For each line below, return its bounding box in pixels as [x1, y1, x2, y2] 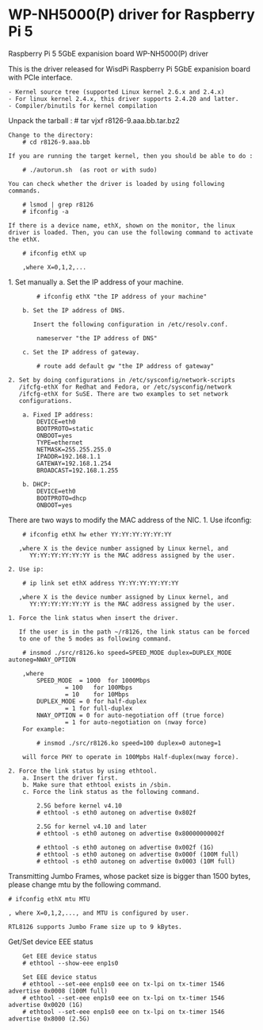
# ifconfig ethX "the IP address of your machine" [36, 292, 208, 300]
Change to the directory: [8, 131, 93, 139]
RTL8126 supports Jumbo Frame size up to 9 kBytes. [8, 923, 182, 931]
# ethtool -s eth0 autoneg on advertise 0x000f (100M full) [36, 850, 239, 858]
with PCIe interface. [8, 72, 73, 82]
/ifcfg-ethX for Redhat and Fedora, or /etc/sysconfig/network [18, 383, 232, 391]
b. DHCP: [22, 480, 51, 488]
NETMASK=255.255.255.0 [36, 445, 112, 454]
